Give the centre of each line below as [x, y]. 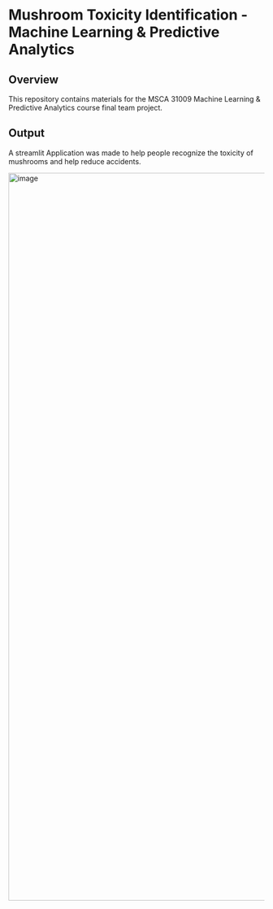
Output [26, 133]
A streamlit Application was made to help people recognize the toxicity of [131, 153]
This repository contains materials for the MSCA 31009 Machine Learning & [135, 99]
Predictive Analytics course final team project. [85, 108]
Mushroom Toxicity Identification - [128, 15]
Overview [34, 79]
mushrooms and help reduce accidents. [75, 161]
